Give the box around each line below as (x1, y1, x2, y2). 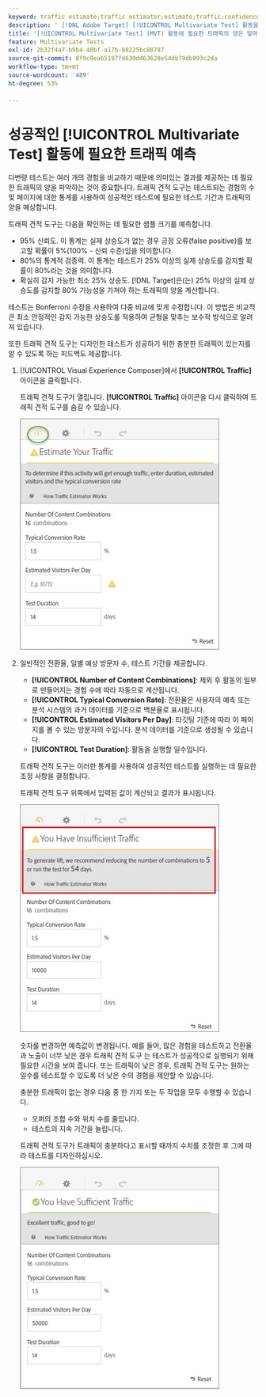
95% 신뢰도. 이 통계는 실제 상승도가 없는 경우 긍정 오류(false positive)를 (19, 236, 244, 245)
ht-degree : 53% (8, 79, 59, 87)
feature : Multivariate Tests (8, 38, 104, 46)
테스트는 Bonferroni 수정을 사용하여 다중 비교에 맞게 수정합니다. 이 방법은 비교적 (8, 302, 256, 312)
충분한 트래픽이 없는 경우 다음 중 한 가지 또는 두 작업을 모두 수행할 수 (19, 1088, 231, 1097)
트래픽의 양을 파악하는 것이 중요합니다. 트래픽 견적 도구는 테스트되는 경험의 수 (16, 183, 256, 192)
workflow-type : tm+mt (8, 63, 80, 71)
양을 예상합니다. (8, 203, 58, 212)
